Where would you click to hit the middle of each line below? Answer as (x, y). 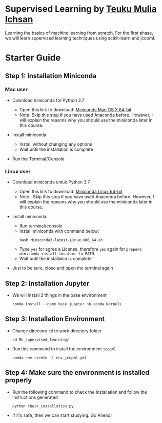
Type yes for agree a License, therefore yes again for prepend (81, 249)
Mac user (16, 90)
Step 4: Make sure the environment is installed (77, 373)
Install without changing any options (56, 144)
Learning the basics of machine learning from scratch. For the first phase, (79, 33)
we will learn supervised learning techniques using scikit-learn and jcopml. (80, 38)
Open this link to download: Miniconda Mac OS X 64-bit (75, 110)
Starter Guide (33, 58)
